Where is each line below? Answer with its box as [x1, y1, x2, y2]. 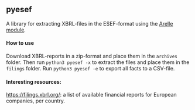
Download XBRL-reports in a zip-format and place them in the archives [6, 52, 177, 60]
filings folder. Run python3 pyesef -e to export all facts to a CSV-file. [6, 65, 175, 72]
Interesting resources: [6, 78, 61, 85]
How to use [6, 40, 34, 47]
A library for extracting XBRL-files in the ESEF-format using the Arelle [6, 20, 173, 27]
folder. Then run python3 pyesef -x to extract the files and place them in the [6, 59, 190, 66]
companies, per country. [6, 97, 66, 104]
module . [6, 26, 26, 33]
